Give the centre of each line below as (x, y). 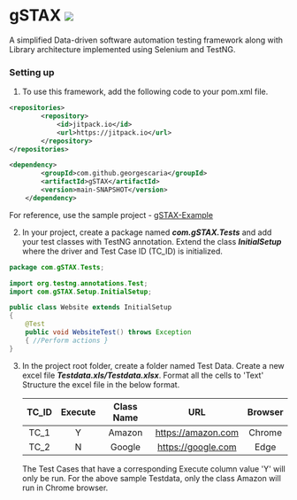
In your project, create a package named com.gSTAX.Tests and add (147, 232)
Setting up (32, 72)
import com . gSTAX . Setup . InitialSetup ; (80, 292)
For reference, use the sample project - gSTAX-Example (111, 215)
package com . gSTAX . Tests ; (57, 267)
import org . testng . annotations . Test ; (79, 283)
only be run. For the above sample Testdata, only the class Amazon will (151, 478)
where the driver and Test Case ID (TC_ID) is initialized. (122, 251)
